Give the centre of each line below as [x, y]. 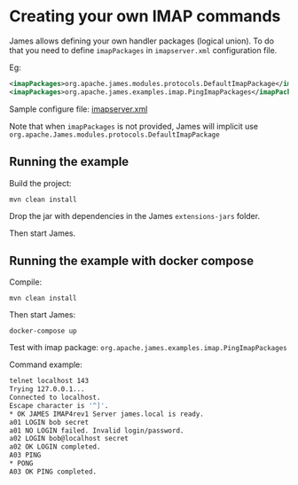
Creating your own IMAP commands [145, 16]
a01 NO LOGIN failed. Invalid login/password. [97, 430]
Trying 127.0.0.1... [47, 389]
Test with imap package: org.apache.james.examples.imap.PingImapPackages [148, 348]
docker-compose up [43, 331]
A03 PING [25, 455]
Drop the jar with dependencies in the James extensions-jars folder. [134, 215]
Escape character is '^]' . [59, 405]
